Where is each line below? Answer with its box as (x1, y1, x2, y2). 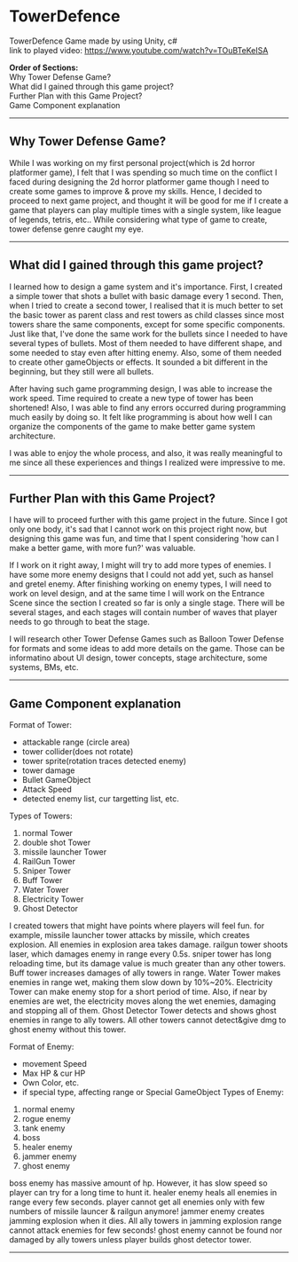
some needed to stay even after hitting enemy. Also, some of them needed (9, 347, 282, 358)
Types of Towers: (9, 810, 73, 822)
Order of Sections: (9, 62, 79, 73)
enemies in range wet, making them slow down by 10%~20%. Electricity (9, 977, 273, 988)
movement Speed (21, 1059, 87, 1069)
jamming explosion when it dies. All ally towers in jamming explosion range (9, 1216, 282, 1227)
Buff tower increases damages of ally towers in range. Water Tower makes (9, 967, 281, 978)
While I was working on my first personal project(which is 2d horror (9, 157, 255, 168)
